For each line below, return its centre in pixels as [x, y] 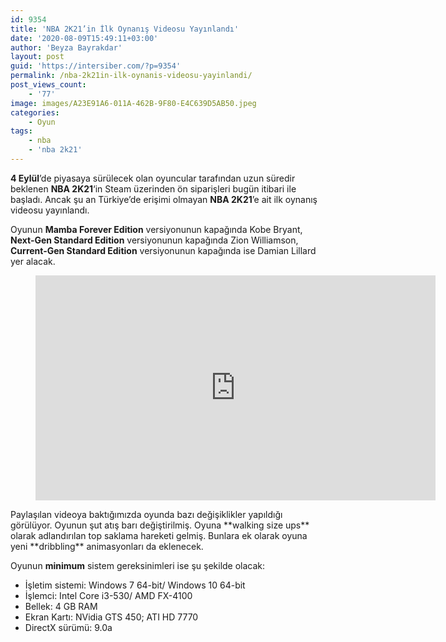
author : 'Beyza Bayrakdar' [66, 47]
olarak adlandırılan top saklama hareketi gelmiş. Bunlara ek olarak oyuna [159, 535]
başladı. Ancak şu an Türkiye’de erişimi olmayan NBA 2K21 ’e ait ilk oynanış [164, 199]
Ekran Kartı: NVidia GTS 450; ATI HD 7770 [111, 617]
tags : [21, 131]
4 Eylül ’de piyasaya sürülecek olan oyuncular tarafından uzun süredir [153, 178]
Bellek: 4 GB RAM [61, 606]
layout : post [37, 57]
